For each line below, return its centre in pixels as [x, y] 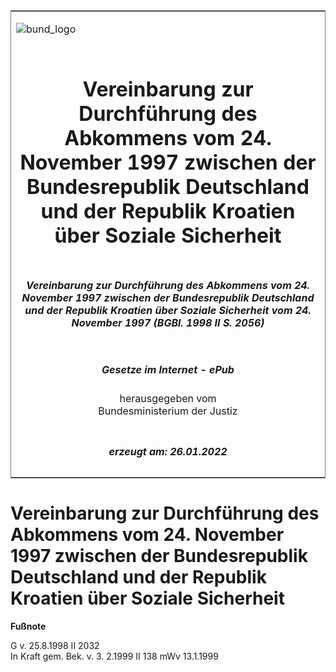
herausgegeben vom [168, 399]
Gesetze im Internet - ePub [168, 369]
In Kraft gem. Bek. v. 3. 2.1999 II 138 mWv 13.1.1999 [114, 656]
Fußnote [28, 626]
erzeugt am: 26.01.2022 [168, 451]
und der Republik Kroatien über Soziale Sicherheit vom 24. [168, 310]
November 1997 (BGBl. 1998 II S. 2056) [168, 322]
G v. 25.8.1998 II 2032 [55, 645]
